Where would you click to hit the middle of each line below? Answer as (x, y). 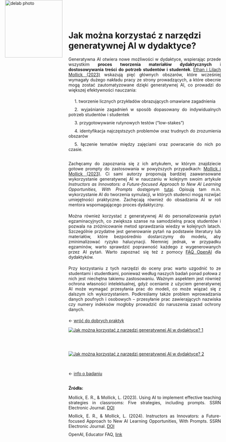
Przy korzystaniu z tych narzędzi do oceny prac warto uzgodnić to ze (145, 268)
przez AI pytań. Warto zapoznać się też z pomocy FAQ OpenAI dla (145, 252)
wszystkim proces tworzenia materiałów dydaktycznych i (145, 64)
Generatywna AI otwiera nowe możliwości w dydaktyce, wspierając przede (145, 59)
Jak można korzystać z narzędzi (135, 35)
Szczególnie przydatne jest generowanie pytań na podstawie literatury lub (145, 231)
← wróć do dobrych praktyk (96, 320)
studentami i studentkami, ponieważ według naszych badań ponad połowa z (145, 273)
